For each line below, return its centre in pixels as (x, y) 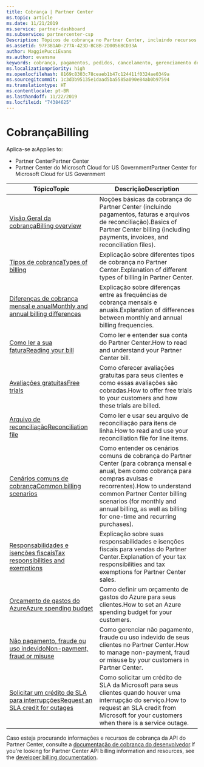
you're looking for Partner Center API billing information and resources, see (100, 751)
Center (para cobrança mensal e (146, 463)
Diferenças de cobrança (44, 298)
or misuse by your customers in (144, 660)
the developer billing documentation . (52, 757)
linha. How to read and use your (144, 431)
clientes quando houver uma (140, 692)
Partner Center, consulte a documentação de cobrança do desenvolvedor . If (101, 744)
